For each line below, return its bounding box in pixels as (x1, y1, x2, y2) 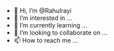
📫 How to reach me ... (13, 37, 78, 44)
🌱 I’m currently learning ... (13, 21, 88, 29)
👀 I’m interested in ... (13, 14, 73, 22)
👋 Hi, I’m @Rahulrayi (13, 7, 72, 14)
